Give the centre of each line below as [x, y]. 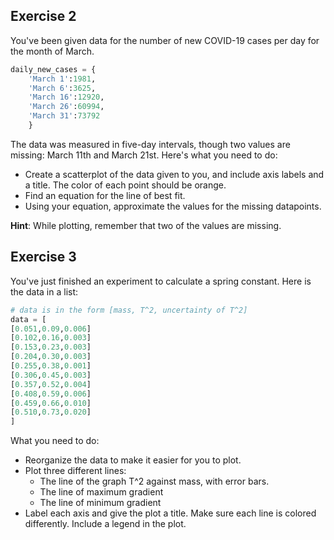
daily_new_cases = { [53, 69]
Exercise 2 [43, 16]
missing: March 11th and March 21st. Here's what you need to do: [144, 155]
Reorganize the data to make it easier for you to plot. [133, 460]
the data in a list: [44, 291]
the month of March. [52, 51]
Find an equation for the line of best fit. [105, 195]
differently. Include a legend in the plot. [105, 524]
